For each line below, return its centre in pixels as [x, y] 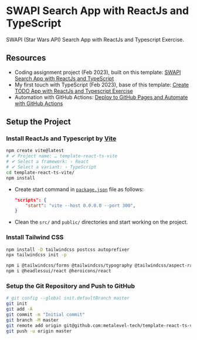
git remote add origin [34, 325]
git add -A [19, 309]
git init [17, 304]
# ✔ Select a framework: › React [47, 162]
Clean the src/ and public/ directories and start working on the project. [101, 222]
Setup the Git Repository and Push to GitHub [71, 286]
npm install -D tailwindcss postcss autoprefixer [68, 250]
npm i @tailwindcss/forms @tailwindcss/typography [69, 265]
